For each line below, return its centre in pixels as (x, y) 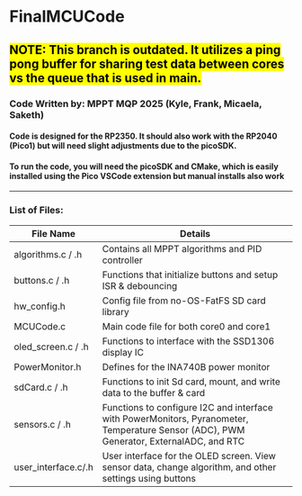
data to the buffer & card (153, 392)
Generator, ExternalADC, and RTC (173, 441)
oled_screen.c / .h (51, 347)
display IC (123, 352)
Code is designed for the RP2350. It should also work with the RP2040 (143, 136)
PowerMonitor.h (48, 366)
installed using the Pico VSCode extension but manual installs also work (147, 176)
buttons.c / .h (42, 280)
